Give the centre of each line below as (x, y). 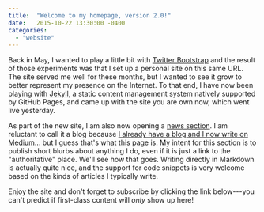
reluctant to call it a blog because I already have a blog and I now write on (128, 134)
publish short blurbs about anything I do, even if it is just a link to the (119, 151)
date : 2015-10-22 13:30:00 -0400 (67, 23)
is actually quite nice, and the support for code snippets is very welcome (126, 168)
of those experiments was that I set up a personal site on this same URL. (126, 69)
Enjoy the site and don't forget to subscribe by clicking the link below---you (131, 191)
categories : (28, 30)
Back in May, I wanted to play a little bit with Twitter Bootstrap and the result (132, 60)
